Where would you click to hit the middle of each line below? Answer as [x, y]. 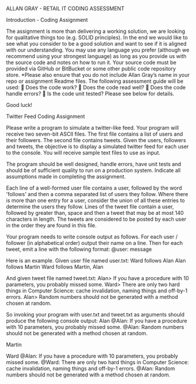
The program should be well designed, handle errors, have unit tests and [94, 164]
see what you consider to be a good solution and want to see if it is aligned [97, 44]
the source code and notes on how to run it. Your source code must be [91, 62]
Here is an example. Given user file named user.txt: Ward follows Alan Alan [96, 260]
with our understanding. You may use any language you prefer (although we [98, 50]
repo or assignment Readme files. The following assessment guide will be [95, 81]
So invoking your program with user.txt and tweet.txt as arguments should [95, 314]
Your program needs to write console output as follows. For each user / [92, 237]
